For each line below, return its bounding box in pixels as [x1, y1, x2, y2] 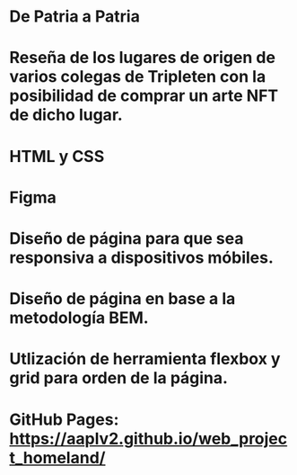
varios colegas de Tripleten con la [9, 67, 266, 87]
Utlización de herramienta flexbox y [9, 349, 281, 370]
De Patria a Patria [9, 6, 141, 27]
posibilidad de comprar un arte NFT [9, 85, 279, 106]
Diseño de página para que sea [9, 228, 244, 248]
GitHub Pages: [9, 409, 119, 429]
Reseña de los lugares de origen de [9, 48, 276, 68]
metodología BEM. [9, 308, 150, 328]
